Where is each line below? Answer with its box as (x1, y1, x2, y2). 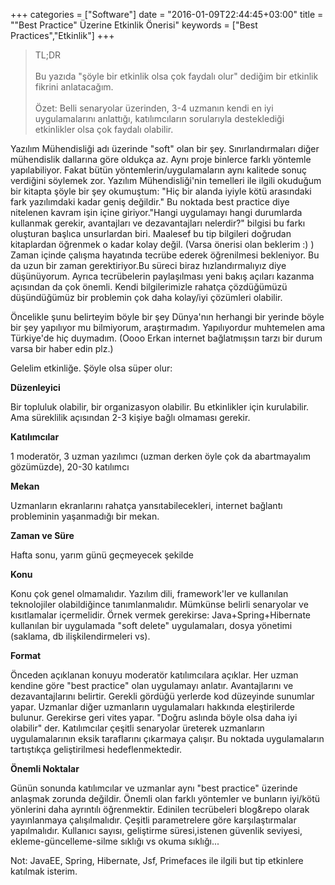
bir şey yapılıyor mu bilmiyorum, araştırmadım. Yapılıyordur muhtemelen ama (10, 322, 326, 333)
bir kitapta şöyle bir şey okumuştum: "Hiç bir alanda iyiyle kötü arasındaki (10, 185, 312, 197)
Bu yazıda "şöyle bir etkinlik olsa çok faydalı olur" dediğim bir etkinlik (34, 70, 319, 82)
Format (10, 650, 42, 661)
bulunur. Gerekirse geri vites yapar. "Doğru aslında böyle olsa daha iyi (10, 712, 298, 723)
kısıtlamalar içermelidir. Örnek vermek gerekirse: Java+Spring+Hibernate (10, 609, 312, 621)
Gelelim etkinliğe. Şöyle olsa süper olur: (10, 362, 173, 374)
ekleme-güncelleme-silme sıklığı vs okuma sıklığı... (10, 835, 220, 847)
